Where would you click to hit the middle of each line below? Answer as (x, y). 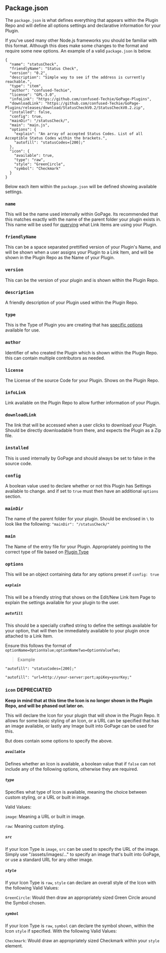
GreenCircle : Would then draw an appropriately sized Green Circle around (81, 897)
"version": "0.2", (29, 73)
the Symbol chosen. (26, 903)
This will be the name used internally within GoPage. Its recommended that (82, 214)
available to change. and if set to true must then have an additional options (82, 491)
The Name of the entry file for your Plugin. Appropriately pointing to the (78, 546)
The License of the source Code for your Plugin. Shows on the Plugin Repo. (82, 380)
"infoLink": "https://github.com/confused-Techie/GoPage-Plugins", (81, 99)
